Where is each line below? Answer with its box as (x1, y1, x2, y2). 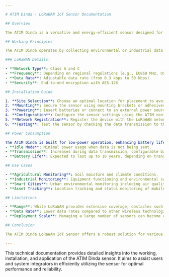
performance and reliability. (5, 266, 62, 272)
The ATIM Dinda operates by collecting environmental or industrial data (5, 48, 163, 53)
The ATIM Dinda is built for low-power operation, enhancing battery (5, 140, 154, 145)
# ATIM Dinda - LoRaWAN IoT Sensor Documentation (5, 12, 112, 17)
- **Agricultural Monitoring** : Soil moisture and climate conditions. (5, 172, 158, 177)
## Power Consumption (5, 131, 51, 136)
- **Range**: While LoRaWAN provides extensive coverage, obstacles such (5, 204, 163, 209)
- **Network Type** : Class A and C (5, 66, 80, 71)
